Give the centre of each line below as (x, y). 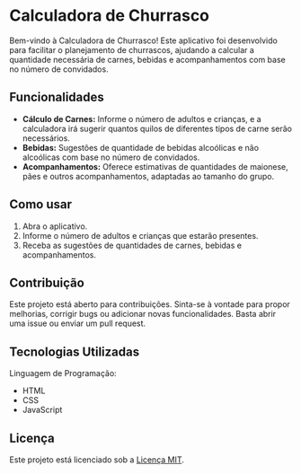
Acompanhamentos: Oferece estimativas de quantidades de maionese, (155, 166)
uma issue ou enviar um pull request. (78, 323)
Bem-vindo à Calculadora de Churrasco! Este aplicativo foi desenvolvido (144, 40)
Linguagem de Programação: (63, 373)
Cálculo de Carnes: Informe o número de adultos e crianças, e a (142, 118)
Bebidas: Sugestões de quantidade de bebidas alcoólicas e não (140, 147)
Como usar (41, 204)
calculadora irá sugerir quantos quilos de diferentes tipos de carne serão (157, 128)
